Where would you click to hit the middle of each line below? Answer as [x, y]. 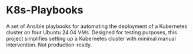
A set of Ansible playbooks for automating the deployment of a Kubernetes [97, 26]
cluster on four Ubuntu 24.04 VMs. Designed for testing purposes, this [92, 32]
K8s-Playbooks [45, 10]
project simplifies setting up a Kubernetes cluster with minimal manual [91, 38]
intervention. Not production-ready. [49, 45]
